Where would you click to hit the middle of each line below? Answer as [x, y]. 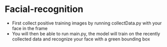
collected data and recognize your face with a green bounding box [81, 39]
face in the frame [30, 28]
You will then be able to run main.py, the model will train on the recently [86, 33]
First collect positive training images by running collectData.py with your [87, 23]
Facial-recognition [44, 9]
